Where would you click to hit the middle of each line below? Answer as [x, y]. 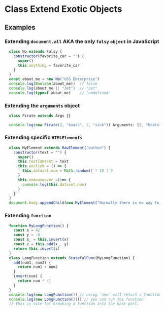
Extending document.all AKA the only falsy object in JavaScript [82, 41]
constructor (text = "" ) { [40, 152]
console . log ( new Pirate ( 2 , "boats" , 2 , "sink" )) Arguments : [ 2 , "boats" [85, 125]
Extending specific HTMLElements [44, 138]
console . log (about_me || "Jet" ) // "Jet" [53, 88]
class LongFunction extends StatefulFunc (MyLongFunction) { [72, 258]
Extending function [28, 216]
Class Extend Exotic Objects [64, 9]
